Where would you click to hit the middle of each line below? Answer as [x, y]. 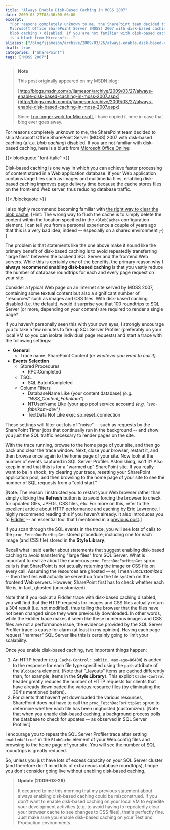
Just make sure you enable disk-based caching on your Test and [85, 817]
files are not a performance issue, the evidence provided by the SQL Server [84, 624]
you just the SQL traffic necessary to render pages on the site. [70, 435]
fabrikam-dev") [44, 409]
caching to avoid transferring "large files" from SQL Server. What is [75, 555]
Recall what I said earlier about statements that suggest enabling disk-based [85, 550]
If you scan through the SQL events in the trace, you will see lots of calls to [83, 529]
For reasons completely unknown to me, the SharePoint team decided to [80, 132]
